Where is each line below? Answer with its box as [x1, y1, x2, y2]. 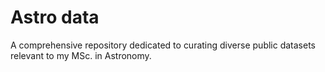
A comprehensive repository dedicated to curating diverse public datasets [10, 39, 316, 51]
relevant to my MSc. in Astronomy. [10, 49, 152, 61]
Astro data [10, 6, 100, 29]
